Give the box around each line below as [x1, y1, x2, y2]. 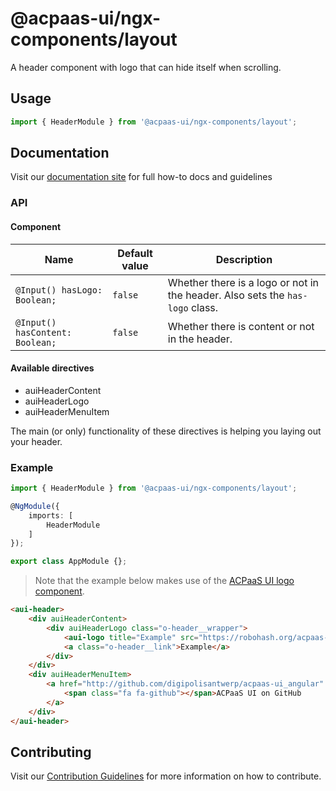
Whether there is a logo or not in [167, 275, 320, 289]
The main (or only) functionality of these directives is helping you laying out [10, 425, 322, 437]
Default [117, 246, 153, 260]
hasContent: [15, 327, 73, 338]
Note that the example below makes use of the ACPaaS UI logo [34, 575, 295, 587]
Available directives [10, 362, 95, 374]
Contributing [10, 743, 92, 761]
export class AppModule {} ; [10, 557, 128, 567]
